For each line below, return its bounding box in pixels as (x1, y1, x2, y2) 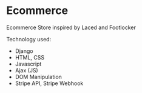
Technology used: (6, 35, 52, 43)
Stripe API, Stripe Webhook (15, 80, 84, 87)
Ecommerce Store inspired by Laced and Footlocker (6, 24, 137, 31)
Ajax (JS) (15, 66, 38, 74)
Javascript (15, 60, 42, 67)
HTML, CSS (15, 53, 44, 61)
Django (15, 47, 33, 55)
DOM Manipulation (15, 73, 63, 80)
